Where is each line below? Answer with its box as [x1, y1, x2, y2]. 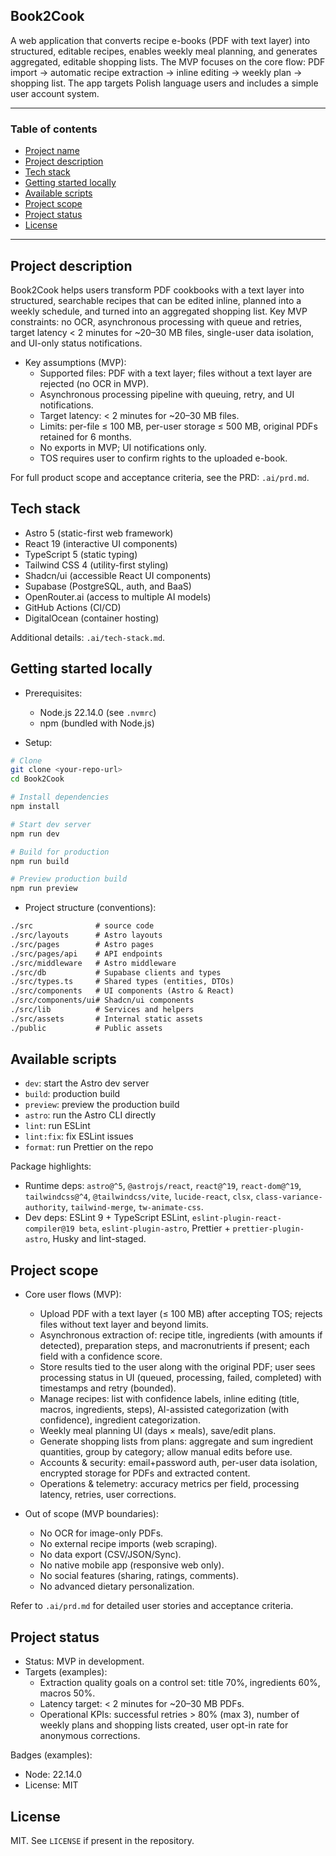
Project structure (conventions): [24, 902, 157, 914]
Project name [24, 145, 80, 157]
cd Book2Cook [10, 774, 65, 784]
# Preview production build [10, 874, 128, 884]
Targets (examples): [24, 1666, 108, 1678]
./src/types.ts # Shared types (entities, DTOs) [10, 977, 235, 987]
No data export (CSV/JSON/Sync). [39, 1549, 182, 1561]
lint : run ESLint [24, 1120, 91, 1132]
